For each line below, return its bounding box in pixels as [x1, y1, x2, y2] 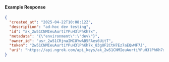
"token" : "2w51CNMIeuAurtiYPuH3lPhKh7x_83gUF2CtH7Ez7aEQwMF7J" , [9, 43, 147, 48]
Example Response [5, 4, 46, 10]
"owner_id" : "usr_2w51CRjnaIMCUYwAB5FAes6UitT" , [9, 38, 114, 43]
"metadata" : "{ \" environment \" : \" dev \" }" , [9, 33, 100, 38]
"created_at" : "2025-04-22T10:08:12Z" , [9, 20, 93, 25]
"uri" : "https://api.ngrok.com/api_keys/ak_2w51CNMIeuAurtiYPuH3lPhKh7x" [9, 47, 167, 52]
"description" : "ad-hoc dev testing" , [9, 24, 91, 29]
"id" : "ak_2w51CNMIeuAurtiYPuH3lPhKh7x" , [9, 29, 98, 34]
